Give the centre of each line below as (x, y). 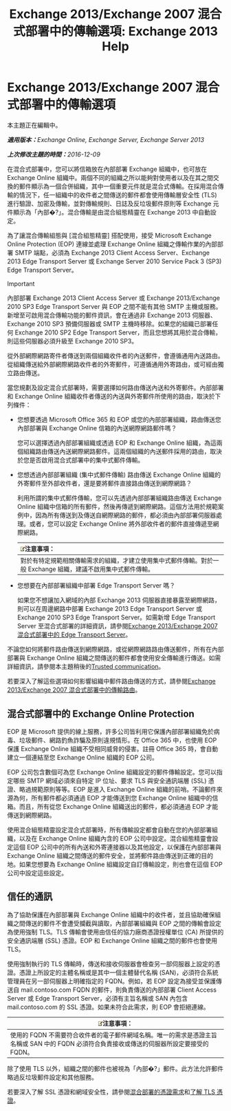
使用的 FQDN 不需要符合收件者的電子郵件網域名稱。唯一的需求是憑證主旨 (114, 1034)
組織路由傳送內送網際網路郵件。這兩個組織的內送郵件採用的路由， (117, 451)
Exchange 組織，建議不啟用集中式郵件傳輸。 (91, 569)
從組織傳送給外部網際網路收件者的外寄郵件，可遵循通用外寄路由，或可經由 (112, 364)
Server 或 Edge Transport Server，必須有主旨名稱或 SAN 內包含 (97, 998)
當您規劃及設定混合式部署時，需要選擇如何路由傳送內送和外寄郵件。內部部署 (115, 388)
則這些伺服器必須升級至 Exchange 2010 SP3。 (73, 341)
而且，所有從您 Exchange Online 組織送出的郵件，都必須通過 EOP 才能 (119, 807)
